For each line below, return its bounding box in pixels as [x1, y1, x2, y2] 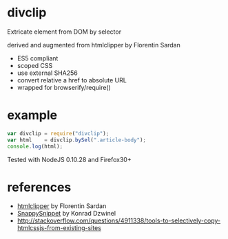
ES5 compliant [17, 54, 59, 62]
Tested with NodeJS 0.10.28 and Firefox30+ [7, 155, 132, 163]
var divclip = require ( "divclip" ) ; [7, 130, 110, 137]
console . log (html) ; [7, 143, 63, 150]
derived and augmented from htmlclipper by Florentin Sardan [7, 41, 180, 49]
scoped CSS [17, 61, 53, 69]
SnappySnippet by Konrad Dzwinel [17, 209, 116, 218]
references [7, 179, 72, 195]
